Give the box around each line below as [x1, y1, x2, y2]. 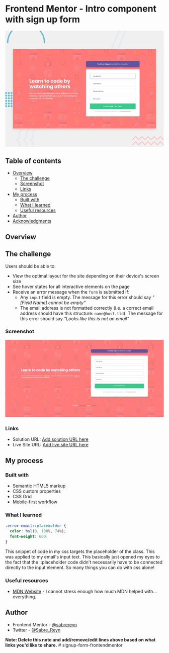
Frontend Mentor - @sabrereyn [12, 621, 77, 627]
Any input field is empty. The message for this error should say [20, 294, 151, 300]
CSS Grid [12, 493, 32, 499]
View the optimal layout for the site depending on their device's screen [12, 272, 159, 279]
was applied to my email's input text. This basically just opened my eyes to [5, 553, 160, 559]
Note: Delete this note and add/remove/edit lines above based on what [5, 636, 156, 642]
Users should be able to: [5, 263, 56, 269]
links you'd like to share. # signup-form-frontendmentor [5, 642, 123, 648]
